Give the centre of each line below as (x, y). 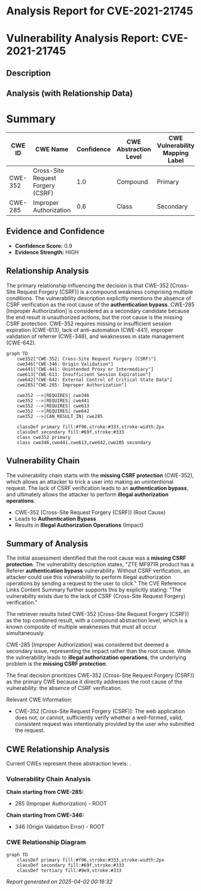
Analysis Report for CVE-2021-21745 (100, 11)
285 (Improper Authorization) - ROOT (61, 804)
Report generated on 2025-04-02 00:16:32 (59, 881)
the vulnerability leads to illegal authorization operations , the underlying (96, 657)
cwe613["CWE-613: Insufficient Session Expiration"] (84, 374)
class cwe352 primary (44, 437)
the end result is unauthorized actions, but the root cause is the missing (95, 317)
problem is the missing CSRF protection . (57, 664)
